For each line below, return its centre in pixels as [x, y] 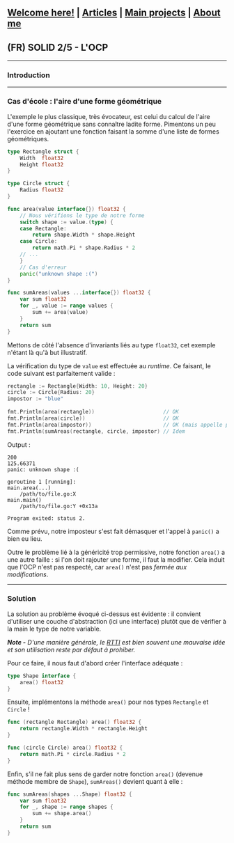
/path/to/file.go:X [48, 494]
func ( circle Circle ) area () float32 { [65, 748]
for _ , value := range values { [67, 306]
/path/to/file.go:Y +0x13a [59, 506]
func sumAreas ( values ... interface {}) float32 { [79, 293]
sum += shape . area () [62, 814]
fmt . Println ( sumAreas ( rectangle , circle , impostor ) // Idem [96, 431]
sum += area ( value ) [61, 313]
